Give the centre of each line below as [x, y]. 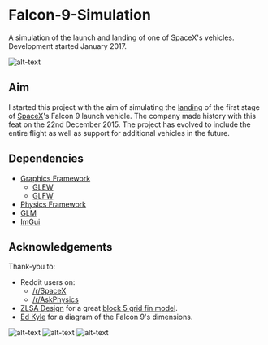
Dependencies [46, 159]
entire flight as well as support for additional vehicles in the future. [119, 133]
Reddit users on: [48, 282]
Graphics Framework [55, 178]
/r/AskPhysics [55, 299]
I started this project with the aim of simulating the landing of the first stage [134, 107]
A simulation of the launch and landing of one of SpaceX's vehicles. [121, 37]
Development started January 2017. [68, 46]
